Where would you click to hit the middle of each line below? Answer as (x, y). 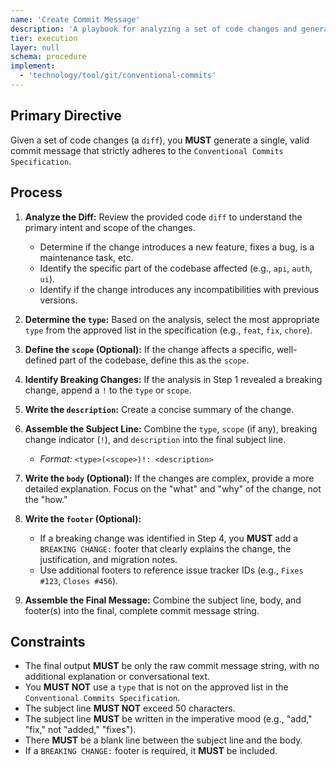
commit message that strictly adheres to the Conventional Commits (147, 150)
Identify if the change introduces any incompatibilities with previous (179, 289)
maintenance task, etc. (86, 257)
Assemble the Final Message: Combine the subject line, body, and (163, 600)
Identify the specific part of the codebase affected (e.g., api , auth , (176, 268)
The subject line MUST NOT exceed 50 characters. (130, 708)
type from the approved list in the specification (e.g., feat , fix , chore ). (168, 330)
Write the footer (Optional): (83, 518)
